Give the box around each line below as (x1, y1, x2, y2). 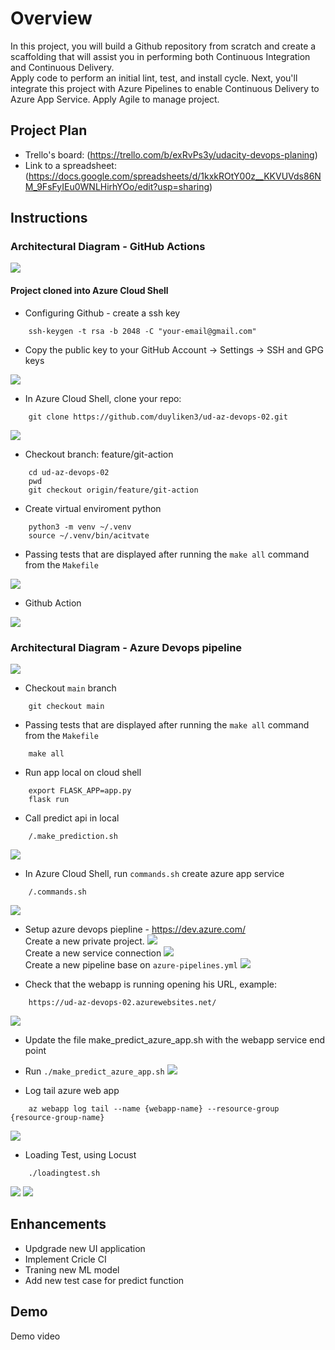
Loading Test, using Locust (24, 1148, 137, 1161)
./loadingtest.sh (28, 1168, 101, 1178)
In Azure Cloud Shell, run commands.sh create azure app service (24, 867, 285, 879)
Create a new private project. (24, 935, 145, 947)
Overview (10, 7, 93, 30)
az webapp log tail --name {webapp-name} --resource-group (28, 1103, 280, 1114)
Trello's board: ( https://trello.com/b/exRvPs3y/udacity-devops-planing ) (24, 148, 318, 161)
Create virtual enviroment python (24, 502, 162, 514)
